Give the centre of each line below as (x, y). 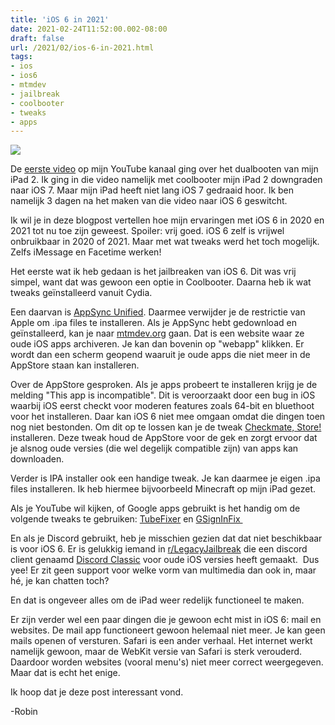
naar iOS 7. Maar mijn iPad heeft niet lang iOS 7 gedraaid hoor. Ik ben (152, 190)
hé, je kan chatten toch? (60, 581)
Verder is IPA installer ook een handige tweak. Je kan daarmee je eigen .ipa (165, 478)
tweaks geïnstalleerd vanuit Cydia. (81, 293)
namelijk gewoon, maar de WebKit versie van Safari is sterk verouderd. (156, 652)
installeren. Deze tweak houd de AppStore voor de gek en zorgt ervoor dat (164, 438)
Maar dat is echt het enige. (65, 673)
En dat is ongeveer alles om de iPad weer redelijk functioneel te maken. (157, 600)
